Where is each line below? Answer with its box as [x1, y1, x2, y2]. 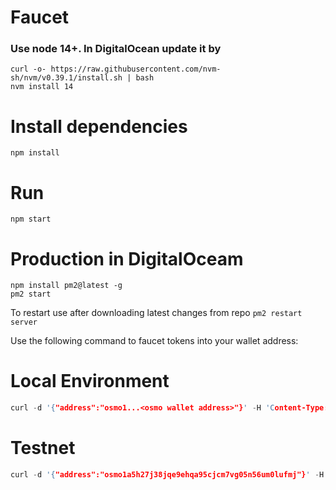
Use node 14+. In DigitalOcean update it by [10, 42, 222, 56]
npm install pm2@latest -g [10, 281, 123, 291]
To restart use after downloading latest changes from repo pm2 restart [10, 307, 303, 319]
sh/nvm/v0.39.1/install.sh [10, 73, 123, 83]
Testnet [10, 437, 76, 460]
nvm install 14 [10, 82, 74, 92]
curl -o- [10, 64, 47, 75]
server [10, 317, 38, 328]
